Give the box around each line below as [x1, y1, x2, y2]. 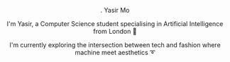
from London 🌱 [93, 27, 137, 35]
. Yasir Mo [100, 6, 130, 14]
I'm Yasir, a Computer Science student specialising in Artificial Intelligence [6, 20, 224, 27]
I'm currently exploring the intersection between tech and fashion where [9, 41, 221, 49]
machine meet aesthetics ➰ [75, 49, 155, 56]
